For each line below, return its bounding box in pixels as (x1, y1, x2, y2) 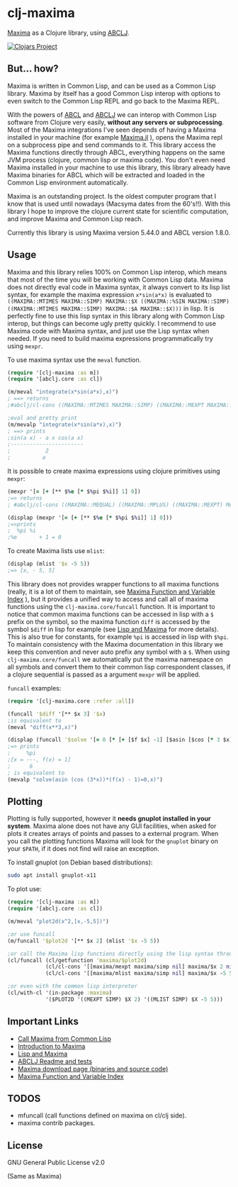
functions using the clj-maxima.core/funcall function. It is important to (7, 602, 215, 611)
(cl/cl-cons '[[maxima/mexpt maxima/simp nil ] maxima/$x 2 (45, 963, 223, 971)
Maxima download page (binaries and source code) (17, 1064, 169, 1073)
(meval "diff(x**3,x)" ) (7, 723, 78, 731)
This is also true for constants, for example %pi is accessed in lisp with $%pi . (7, 632, 229, 641)
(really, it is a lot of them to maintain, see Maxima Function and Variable (7, 587, 215, 596)
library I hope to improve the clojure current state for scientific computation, (7, 207, 229, 216)
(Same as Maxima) (7, 1172, 62, 1181)
